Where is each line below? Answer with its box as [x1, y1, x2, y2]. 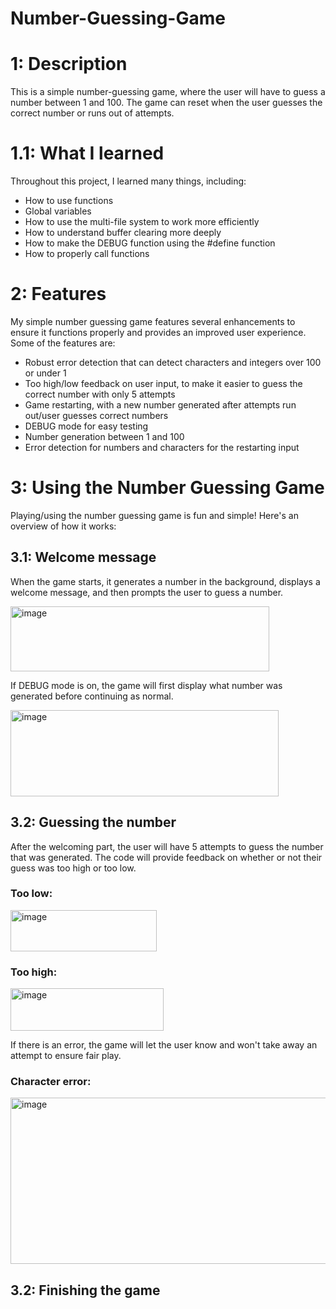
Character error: [10, 1075, 92, 1089]
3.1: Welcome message [10, 549, 157, 566]
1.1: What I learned [10, 142, 165, 165]
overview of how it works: [10, 520, 117, 532]
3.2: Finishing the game [10, 1282, 161, 1299]
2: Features [10, 283, 107, 306]
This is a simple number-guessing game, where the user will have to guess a [10, 86, 326, 98]
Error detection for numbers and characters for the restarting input [24, 442, 300, 453]
